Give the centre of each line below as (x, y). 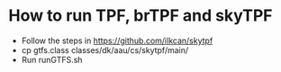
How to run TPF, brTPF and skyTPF (140, 16)
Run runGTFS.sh (52, 59)
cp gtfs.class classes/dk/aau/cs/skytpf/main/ (105, 49)
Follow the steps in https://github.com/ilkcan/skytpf (117, 40)
